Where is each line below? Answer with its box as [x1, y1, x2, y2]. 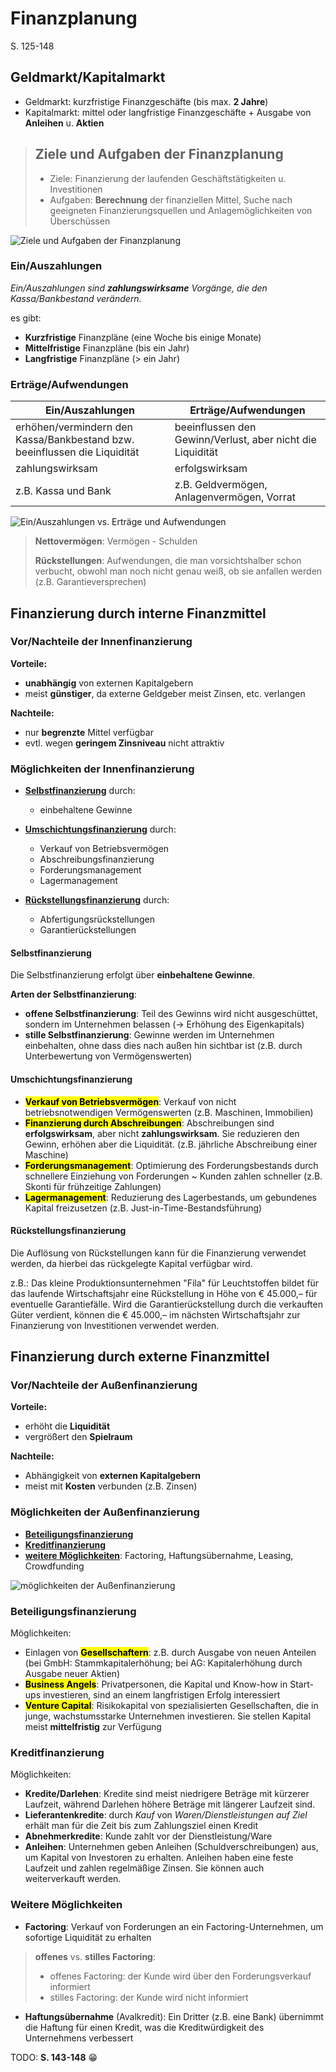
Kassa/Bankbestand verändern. [10, 292, 142, 304]
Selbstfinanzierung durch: [24, 785, 136, 797]
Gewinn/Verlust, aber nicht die [174, 433, 317, 447]
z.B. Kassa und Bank [15, 484, 112, 498]
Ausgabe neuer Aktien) [24, 1668, 121, 1680]
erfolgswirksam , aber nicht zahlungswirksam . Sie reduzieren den [24, 1127, 300, 1139]
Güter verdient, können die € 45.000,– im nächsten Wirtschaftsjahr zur [10, 1308, 301, 1321]
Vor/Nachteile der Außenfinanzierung [10, 1378, 198, 1392]
